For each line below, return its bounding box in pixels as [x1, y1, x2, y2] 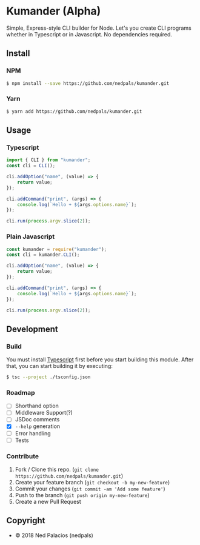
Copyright [6, 515, 45, 526]
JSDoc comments [15, 416, 60, 423]
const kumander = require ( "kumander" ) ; [6, 246, 107, 252]
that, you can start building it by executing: [6, 363, 113, 370]
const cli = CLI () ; [6, 162, 56, 169]
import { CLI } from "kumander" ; [6, 157, 91, 163]
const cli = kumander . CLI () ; [6, 252, 80, 258]
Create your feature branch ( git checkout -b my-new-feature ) [15, 478, 170, 486]
